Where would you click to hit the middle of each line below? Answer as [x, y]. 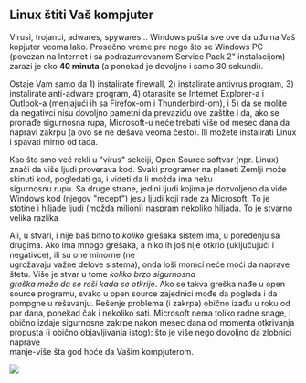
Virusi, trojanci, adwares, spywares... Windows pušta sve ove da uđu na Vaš [153, 36]
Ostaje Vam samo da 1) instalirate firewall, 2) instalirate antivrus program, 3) [152, 83]
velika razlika [34, 217]
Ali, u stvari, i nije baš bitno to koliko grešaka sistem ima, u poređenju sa [145, 235]
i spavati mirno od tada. [54, 141]
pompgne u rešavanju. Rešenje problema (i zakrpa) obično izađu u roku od [150, 303]
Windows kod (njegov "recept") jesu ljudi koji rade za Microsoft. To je [140, 198]
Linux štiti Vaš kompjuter [82, 15]
